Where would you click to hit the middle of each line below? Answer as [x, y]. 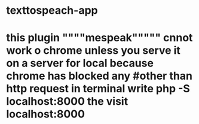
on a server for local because [80, 63]
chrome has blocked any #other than [99, 76]
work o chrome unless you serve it [94, 51]
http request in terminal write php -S [98, 89]
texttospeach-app [52, 10]
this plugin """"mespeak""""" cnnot [99, 38]
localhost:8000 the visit [67, 102]
